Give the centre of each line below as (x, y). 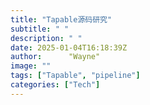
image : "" (31, 66)
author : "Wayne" (55, 57)
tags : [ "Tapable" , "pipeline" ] (75, 76)
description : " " (46, 38)
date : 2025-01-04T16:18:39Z (69, 47)
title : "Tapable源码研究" (61, 19)
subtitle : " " (40, 29)
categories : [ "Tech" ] (55, 85)
